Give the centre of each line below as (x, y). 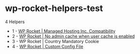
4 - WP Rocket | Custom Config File (47, 46)
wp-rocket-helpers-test (54, 8)
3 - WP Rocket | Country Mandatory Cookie (55, 41)
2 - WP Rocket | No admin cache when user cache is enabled (73, 36)
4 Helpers (15, 22)
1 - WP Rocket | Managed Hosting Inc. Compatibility (64, 31)
